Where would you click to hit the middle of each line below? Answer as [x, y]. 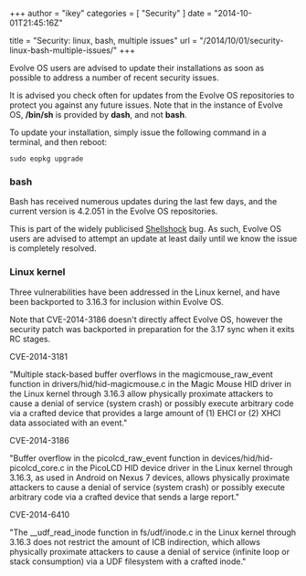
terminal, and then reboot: [58, 142]
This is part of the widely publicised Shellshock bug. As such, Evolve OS [145, 229]
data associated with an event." [69, 423]
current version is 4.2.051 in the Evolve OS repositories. [114, 211]
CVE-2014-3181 [39, 356]
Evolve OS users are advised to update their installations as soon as [137, 68]
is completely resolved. [53, 248]
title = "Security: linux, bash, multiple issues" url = [104, 41]
